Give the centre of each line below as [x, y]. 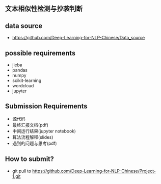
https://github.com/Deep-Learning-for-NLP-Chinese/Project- [94, 171]
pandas [20, 70]
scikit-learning [27, 80]
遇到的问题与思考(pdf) [35, 143]
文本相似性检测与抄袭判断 [44, 9]
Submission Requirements [46, 106]
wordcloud [23, 86]
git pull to [22, 171]
